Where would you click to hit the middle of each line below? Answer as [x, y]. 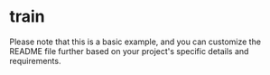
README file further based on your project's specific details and [129, 51]
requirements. [35, 61]
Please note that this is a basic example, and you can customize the [135, 42]
